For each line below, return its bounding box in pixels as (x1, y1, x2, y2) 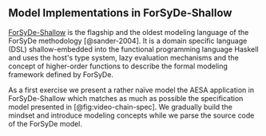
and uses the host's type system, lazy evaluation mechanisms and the (8, 52, 240, 62)
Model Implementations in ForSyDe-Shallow (8, 6, 232, 20)
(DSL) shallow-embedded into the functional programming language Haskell (8, 44, 259, 54)
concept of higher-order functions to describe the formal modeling (8, 61, 228, 71)
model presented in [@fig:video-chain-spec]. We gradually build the (8, 102, 233, 111)
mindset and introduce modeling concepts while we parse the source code (8, 111, 255, 120)
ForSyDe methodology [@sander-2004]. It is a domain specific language (8, 36, 248, 45)
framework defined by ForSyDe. (8, 69, 114, 79)
